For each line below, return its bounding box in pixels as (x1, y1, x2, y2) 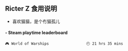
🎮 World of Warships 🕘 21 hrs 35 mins (5, 41, 123, 46)
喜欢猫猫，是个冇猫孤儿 (12, 18, 60, 24)
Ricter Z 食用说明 (5, 4, 58, 13)
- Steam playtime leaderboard (5, 30, 68, 35)
